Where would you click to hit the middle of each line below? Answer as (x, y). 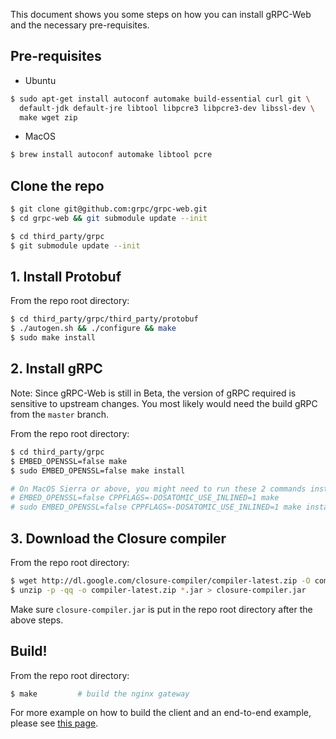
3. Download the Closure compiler (118, 538)
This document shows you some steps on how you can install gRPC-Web (161, 14)
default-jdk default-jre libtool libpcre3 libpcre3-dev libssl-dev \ (167, 108)
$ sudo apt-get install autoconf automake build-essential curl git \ (160, 99)
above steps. (37, 620)
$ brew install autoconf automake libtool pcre (111, 155)
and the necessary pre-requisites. (80, 25)
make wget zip (48, 117)
